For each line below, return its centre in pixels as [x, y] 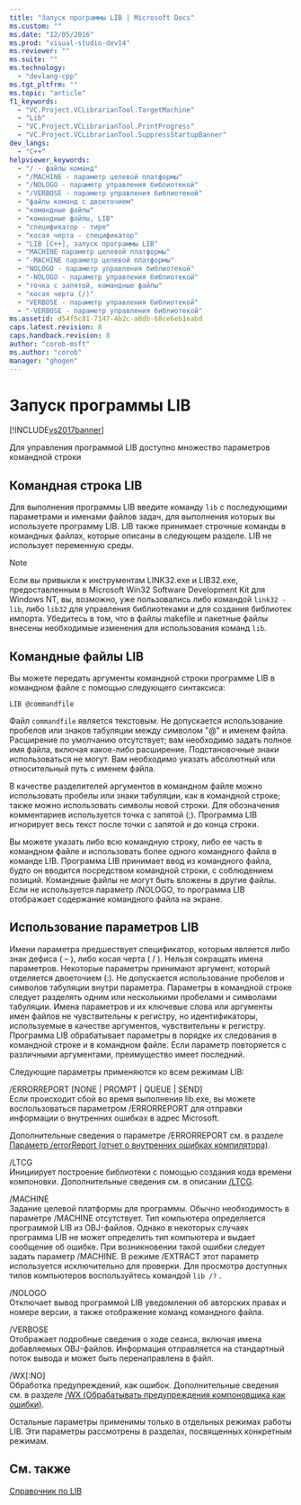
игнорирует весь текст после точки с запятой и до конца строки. [134, 825]
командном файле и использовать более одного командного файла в [143, 852]
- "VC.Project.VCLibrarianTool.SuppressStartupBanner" [122, 135]
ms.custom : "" [36, 26]
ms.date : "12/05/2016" [52, 34]
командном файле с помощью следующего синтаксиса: [118, 688]
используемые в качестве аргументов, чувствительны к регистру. [137, 1025]
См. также [40, 1469]
